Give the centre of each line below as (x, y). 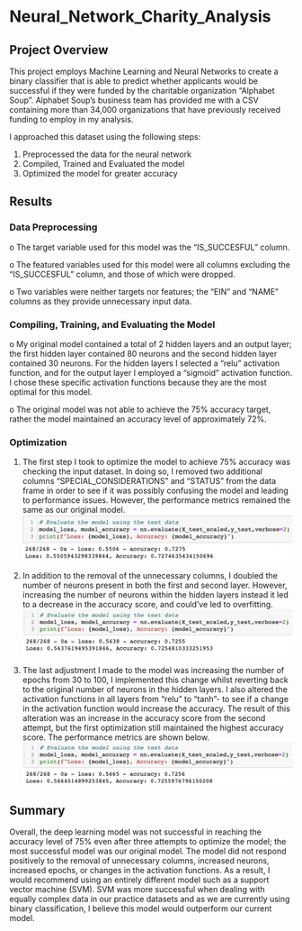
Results (31, 201)
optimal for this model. (51, 392)
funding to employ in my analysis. (71, 119)
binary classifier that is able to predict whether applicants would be (134, 81)
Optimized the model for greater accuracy (100, 173)
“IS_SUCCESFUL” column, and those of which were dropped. (122, 274)
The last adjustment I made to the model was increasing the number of (153, 671)
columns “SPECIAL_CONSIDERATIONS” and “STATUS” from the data (149, 481)
